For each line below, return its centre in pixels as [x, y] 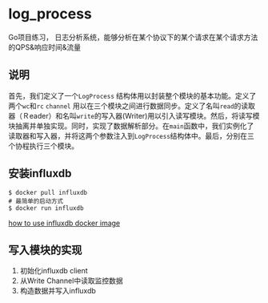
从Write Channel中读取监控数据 [71, 281]
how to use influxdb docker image [64, 223]
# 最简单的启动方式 [36, 201]
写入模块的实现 [45, 250]
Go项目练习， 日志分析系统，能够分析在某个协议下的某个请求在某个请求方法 [133, 37]
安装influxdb [40, 174]
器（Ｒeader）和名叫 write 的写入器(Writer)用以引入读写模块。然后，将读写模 [134, 115]
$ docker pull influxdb [48, 192]
